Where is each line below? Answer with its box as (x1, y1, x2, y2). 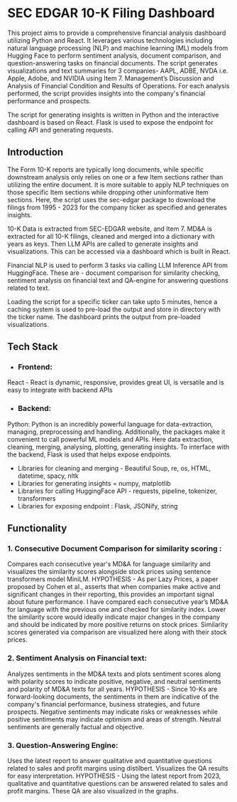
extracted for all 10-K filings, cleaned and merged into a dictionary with (7, 231, 215, 240)
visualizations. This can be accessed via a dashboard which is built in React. (7, 247, 231, 256)
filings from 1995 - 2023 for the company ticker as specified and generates (7, 203, 227, 212)
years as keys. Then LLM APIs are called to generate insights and (7, 239, 199, 248)
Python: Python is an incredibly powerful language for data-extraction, (7, 420, 214, 428)
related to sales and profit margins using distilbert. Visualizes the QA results (7, 764, 228, 773)
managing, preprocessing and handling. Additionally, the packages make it (7, 427, 226, 436)
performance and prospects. (7, 96, 92, 105)
